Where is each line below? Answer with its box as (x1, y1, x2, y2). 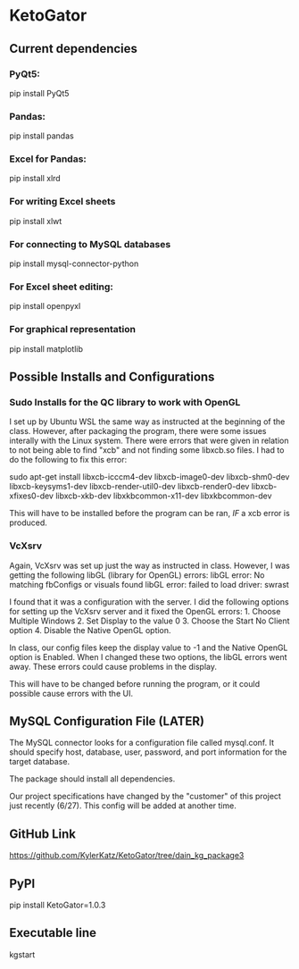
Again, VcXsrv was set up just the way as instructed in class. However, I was (9, 560, 290, 571)
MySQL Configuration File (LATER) (9, 714, 205, 729)
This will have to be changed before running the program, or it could (9, 678, 261, 689)
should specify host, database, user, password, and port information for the (9, 747, 287, 757)
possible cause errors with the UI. (9, 688, 134, 698)
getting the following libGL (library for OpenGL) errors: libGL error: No (9, 569, 265, 581)
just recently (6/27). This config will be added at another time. (9, 800, 237, 811)
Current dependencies (9, 41, 138, 56)
